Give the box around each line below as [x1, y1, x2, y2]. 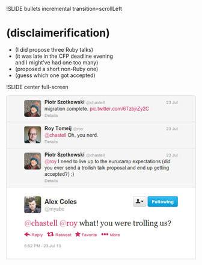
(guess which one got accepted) [14, 72, 96, 79]
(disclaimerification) [6, 26, 110, 40]
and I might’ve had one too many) [14, 58, 99, 66]
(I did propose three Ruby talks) [14, 46, 94, 53]
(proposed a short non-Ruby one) [14, 65, 99, 72]
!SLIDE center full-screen [6, 83, 69, 90]
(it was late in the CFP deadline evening [14, 52, 113, 60]
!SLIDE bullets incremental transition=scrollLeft [6, 5, 122, 12]
